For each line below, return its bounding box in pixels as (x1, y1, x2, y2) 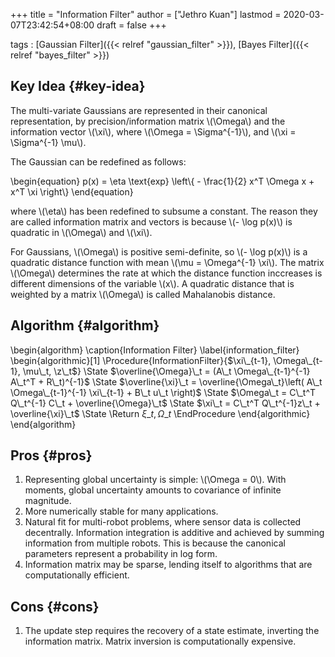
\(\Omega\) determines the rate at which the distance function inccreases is (10, 267, 323, 279)
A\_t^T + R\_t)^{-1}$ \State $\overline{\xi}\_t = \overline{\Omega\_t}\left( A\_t (10, 375, 323, 388)
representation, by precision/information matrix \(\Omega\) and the (10, 115, 286, 127)
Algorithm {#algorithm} (10, 317, 160, 334)
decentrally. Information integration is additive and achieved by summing (24, 527, 325, 539)
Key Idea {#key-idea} (10, 78, 146, 95)
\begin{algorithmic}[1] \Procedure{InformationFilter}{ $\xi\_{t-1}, (10, 354, 272, 366)
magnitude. (24, 495, 72, 507)
